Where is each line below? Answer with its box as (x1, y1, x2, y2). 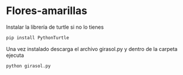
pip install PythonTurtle (6, 35, 69, 40)
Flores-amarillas (6, 4, 88, 18)
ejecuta (6, 52, 25, 59)
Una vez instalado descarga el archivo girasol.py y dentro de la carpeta (6, 45, 178, 52)
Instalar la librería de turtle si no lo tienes (6, 23, 104, 30)
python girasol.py (6, 63, 51, 69)
